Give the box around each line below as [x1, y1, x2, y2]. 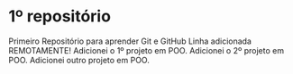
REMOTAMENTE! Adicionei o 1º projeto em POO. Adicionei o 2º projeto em [8, 45, 285, 55]
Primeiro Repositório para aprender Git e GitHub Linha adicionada [8, 36, 252, 46]
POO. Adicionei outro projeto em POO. [8, 54, 150, 65]
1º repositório [8, 6, 112, 27]
